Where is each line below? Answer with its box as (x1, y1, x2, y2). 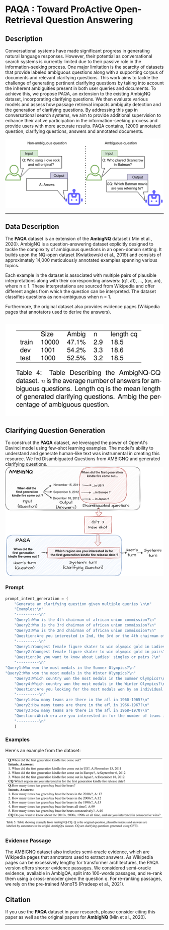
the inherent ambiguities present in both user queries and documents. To (5, 85, 156, 91)
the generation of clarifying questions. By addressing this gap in (5, 107, 138, 113)
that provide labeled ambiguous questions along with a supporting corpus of (5, 69, 164, 75)
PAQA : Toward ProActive (5, 4, 113, 15)
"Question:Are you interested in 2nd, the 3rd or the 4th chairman (14, 633, 158, 639)
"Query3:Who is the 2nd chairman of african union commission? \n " (14, 628, 156, 633)
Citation (5, 895, 31, 904)
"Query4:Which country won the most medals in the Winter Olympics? (14, 681, 161, 687)
